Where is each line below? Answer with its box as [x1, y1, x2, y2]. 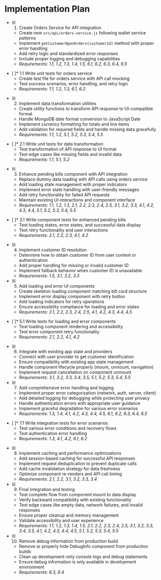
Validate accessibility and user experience [18, 517, 104, 523]
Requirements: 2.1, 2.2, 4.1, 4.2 [18, 334, 80, 339]
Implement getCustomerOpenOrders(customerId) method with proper [18, 40, 154, 46]
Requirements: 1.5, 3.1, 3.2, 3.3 [18, 273, 80, 279]
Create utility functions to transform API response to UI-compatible [18, 106, 154, 112]
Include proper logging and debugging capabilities [18, 56, 120, 61]
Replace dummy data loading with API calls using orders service [18, 176, 148, 182]
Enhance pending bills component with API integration [18, 171, 128, 177]
